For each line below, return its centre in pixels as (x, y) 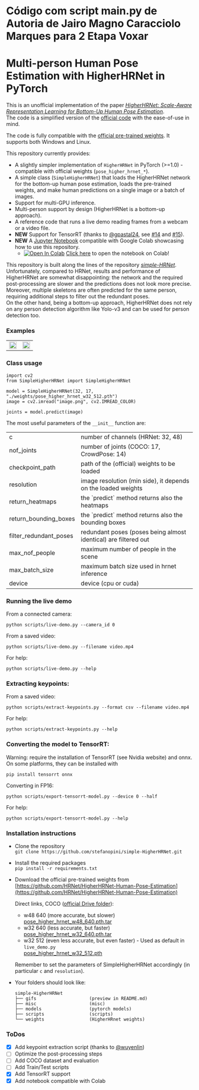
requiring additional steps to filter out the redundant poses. (78, 297)
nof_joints (23, 450)
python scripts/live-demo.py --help (51, 669)
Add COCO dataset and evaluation (57, 1061)
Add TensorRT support (43, 1074)
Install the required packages (50, 862)
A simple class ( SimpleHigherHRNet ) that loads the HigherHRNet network (102, 178)
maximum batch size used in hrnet (129, 566)
